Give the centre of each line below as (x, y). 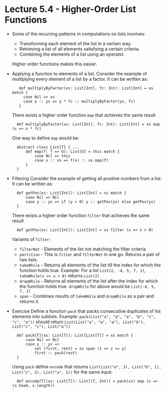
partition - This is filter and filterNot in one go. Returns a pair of (89, 254)
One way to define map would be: (45, 138)
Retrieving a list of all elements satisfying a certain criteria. (80, 49)
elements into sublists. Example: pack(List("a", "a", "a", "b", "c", (84, 316)
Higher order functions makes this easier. (54, 64)
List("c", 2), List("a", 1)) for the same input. (62, 372)
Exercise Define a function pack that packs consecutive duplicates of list (86, 311)
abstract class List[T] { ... (48, 147)
